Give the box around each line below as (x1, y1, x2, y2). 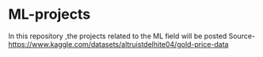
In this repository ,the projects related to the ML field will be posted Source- (8, 31, 256, 41)
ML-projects (8, 5, 91, 23)
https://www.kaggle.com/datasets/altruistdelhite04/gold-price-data (8, 39, 229, 48)
